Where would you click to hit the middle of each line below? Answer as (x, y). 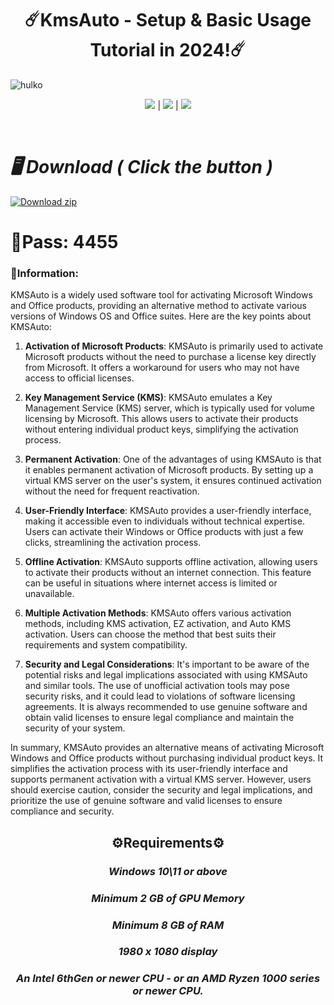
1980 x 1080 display (168, 952)
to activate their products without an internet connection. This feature (168, 573)
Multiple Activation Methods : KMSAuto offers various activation (158, 613)
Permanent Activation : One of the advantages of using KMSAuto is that (173, 459)
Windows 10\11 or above (168, 871)
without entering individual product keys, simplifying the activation (161, 429)
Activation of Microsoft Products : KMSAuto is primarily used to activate (174, 346)
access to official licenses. (79, 378)
